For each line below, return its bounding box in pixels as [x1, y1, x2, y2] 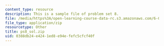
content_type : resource [5, 7, 54, 12]
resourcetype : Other [5, 25, 47, 30]
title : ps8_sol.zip [5, 29, 45, 34]
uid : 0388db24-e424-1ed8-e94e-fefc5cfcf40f [5, 34, 95, 39]
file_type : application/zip [5, 20, 62, 25]
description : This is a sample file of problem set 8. [5, 11, 119, 16]
